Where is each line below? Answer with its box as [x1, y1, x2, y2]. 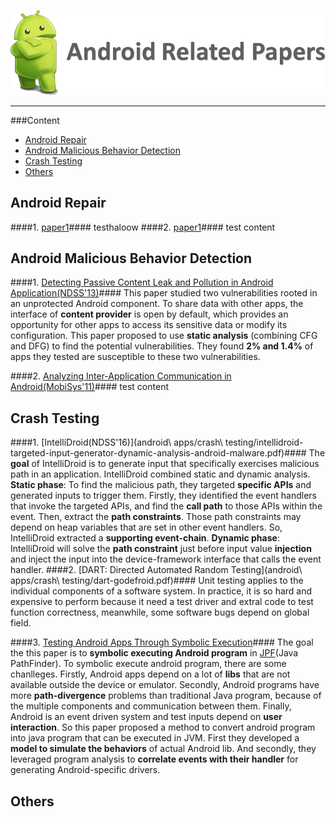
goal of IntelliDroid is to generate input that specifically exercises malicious [10, 458, 320, 470]
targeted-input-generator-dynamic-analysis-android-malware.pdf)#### [10, 447, 307, 459]
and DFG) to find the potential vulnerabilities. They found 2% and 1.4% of [10, 340, 314, 352]
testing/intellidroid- [224, 436, 304, 449]
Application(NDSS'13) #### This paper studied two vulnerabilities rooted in [10, 287, 318, 299]
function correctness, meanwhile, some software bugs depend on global [10, 606, 310, 619]
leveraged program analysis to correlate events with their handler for [10, 753, 299, 765]
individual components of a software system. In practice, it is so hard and [10, 585, 313, 597]
